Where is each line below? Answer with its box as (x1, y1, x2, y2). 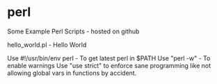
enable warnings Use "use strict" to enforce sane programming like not (7, 61, 211, 69)
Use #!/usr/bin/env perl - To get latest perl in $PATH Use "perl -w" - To (7, 53, 211, 62)
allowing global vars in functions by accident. (7, 69, 137, 77)
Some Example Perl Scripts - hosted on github (7, 27, 140, 35)
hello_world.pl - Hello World (7, 40, 87, 49)
